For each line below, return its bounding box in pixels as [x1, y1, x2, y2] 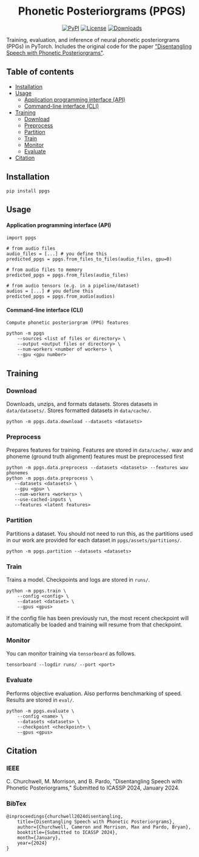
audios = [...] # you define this [6, 288, 94, 295]
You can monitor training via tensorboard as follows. [6, 650, 137, 657]
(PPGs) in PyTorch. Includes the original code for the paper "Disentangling [6, 43, 192, 50]
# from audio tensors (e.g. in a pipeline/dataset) [6, 283, 140, 289]
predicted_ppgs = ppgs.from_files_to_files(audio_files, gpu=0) [6, 256, 172, 262]
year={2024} [17, 840, 47, 846]
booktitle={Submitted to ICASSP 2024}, [17, 829, 118, 835]
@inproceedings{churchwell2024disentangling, [6, 813, 123, 819]
